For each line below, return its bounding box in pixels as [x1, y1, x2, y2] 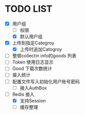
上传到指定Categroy [12, 40, 55, 46]
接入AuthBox [19, 85, 47, 91]
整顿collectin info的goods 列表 [12, 53, 77, 59]
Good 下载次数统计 [12, 65, 52, 72]
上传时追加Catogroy [19, 47, 62, 53]
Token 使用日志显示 [12, 59, 54, 65]
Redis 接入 [12, 91, 35, 97]
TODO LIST [5, 3, 53, 15]
